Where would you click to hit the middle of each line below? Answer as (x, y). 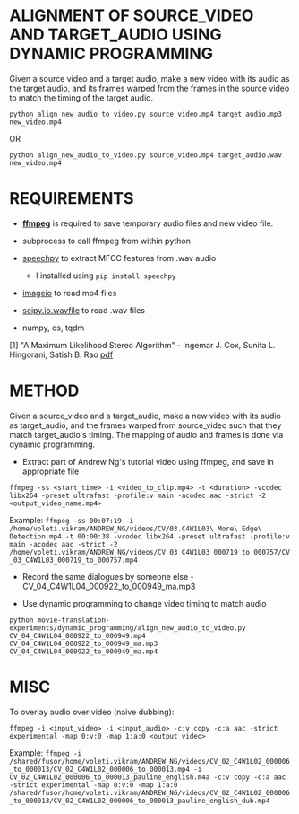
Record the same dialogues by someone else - (108, 576)
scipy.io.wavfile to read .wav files (84, 310)
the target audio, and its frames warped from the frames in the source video (149, 88)
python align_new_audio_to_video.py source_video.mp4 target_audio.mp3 (145, 114)
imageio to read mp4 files (69, 293)
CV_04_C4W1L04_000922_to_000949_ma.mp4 (84, 652)
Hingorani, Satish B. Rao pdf (61, 354)
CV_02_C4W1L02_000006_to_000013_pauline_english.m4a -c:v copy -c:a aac (148, 777)
